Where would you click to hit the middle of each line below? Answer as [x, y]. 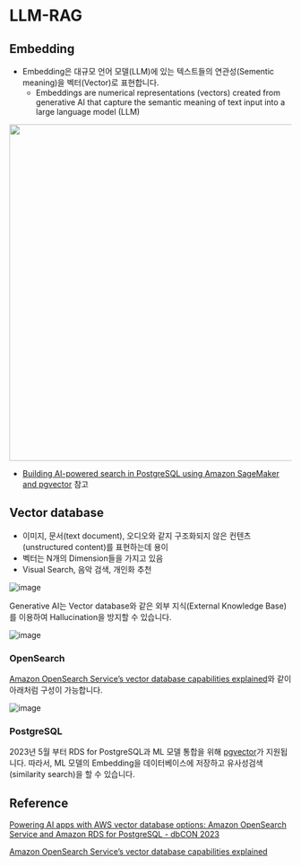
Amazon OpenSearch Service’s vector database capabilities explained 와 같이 [150, 679]
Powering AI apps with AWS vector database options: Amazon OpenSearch [148, 825]
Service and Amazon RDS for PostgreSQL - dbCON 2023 [114, 835]
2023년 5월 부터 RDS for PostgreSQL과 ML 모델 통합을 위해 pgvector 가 [137, 752]
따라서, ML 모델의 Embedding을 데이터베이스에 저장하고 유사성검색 [146, 763]
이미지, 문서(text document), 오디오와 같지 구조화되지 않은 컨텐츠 [137, 536]
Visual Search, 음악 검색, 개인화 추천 [87, 569]
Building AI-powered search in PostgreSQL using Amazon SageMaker [150, 473]
